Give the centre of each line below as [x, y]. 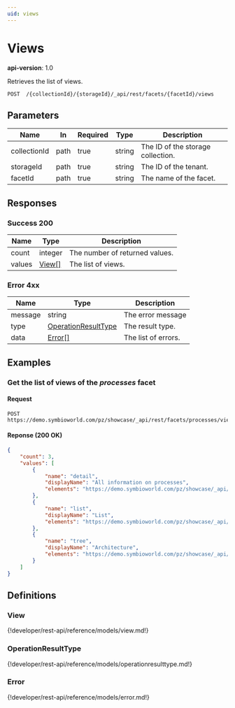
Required [93, 135]
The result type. [150, 326]
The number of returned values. [121, 253]
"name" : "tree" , [68, 541]
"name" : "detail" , [71, 476]
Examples [29, 362]
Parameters [33, 115]
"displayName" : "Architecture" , [92, 548]
